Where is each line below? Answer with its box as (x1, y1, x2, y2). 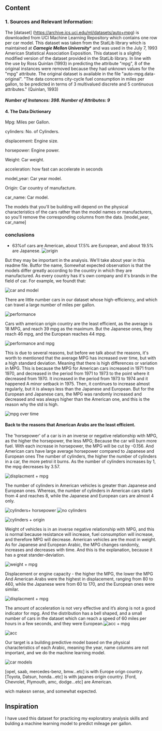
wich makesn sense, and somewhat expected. (5, 688, 97, 694)
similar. (5, 586, 19, 592)
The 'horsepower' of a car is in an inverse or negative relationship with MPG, (5, 432, 158, 439)
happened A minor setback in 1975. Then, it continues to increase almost (5, 381, 150, 387)
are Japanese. (12, 248, 41, 254)
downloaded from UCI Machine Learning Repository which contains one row (5, 34, 157, 40)
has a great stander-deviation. (5, 552, 65, 558)
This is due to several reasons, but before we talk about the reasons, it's (5, 350, 149, 356)
